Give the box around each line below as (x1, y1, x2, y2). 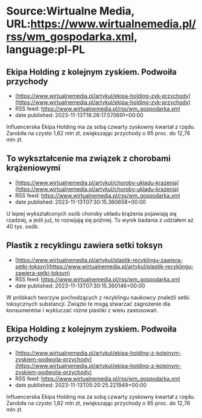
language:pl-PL (6, 43, 86, 57)
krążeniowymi (6, 163, 61, 173)
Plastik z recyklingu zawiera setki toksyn (6, 240, 163, 251)
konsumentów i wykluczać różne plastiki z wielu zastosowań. (6, 306, 159, 313)
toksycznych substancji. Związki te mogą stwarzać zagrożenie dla (6, 300, 171, 307)
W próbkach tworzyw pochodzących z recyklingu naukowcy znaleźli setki (6, 294, 190, 301)
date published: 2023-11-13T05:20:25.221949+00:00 (14, 382, 147, 389)
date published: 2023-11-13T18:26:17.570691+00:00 (14, 112, 144, 118)
